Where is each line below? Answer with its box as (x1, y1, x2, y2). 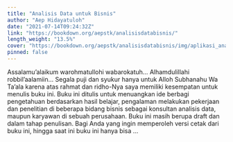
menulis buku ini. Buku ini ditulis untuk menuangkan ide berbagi (7, 89, 189, 98)
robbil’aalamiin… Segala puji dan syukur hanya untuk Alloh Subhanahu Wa (7, 75, 218, 83)
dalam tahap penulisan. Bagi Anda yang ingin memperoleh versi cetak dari (7, 119, 220, 127)
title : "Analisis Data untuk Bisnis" (7, 10, 116, 17)
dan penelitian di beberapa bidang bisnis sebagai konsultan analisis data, (7, 105, 216, 113)
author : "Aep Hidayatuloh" (7, 17, 85, 24)
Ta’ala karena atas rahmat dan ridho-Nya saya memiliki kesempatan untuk (7, 82, 218, 91)
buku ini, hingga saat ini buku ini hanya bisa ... (7, 126, 139, 135)
